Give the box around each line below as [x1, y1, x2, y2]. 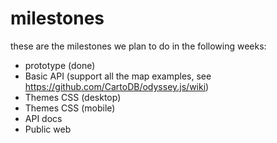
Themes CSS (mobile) [24, 102, 116, 114]
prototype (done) [24, 59, 96, 71]
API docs [24, 112, 63, 124]
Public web [24, 123, 72, 135]
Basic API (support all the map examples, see [24, 70, 212, 82]
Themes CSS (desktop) [24, 91, 122, 103]
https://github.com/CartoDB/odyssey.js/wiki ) [24, 80, 210, 92]
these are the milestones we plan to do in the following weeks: [10, 40, 267, 52]
